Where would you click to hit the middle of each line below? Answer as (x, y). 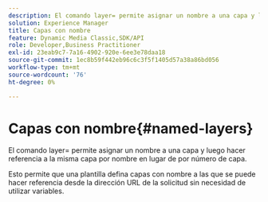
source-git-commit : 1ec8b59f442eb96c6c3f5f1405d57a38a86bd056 (114, 60)
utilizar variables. (36, 191)
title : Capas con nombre (49, 30)
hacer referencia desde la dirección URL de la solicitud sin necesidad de (127, 183)
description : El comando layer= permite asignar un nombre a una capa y (132, 16)
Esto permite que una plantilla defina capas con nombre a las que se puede (132, 174)
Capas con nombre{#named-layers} (131, 128)
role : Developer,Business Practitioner (75, 45)
